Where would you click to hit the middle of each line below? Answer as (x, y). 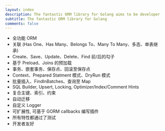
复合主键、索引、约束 (34, 93)
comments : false (22, 23)
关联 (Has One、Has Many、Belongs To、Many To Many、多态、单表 (83, 44)
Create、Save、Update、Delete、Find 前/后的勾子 (63, 57)
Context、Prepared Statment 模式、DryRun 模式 (61, 75)
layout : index (20, 10)
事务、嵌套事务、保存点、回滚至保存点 (51, 69)
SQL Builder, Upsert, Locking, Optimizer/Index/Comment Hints (76, 87)
